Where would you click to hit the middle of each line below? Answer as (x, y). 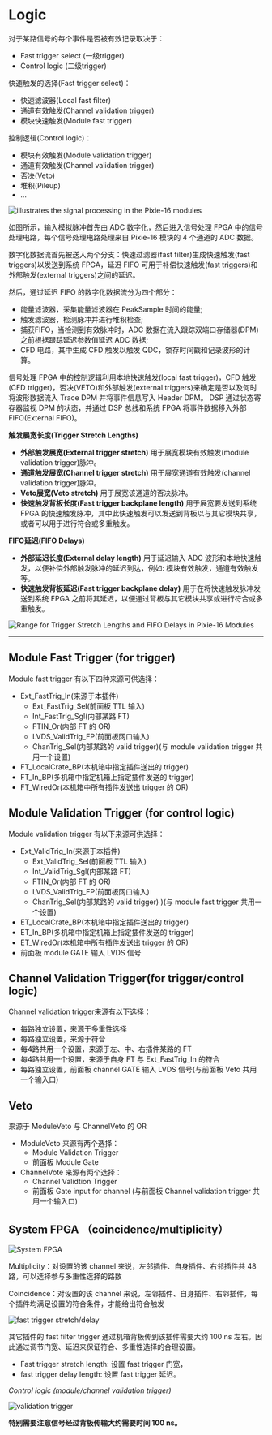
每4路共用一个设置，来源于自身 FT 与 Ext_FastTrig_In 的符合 (120, 1059)
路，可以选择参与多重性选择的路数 (65, 1276)
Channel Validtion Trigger (74, 1182)
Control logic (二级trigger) (63, 66)
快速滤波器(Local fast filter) (66, 100)
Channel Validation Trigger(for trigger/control (126, 978)
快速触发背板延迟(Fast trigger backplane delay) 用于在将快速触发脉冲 (137, 588)
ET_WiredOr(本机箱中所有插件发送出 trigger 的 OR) (104, 942)
